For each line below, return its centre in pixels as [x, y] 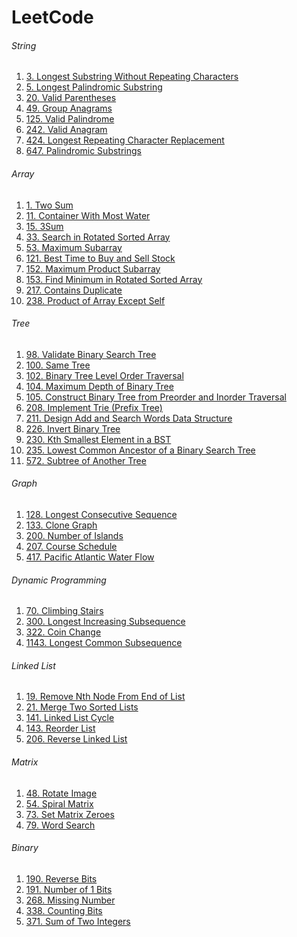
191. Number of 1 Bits [69, 889]
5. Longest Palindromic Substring [94, 87]
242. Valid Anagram [66, 130]
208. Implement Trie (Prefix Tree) [94, 407]
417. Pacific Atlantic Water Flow [90, 557]
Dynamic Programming [59, 580]
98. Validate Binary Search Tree [91, 354]
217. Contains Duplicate [74, 290]
